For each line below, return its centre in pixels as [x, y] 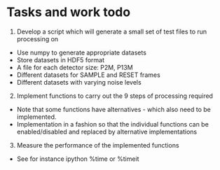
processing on [37, 38]
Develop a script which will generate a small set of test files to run [112, 31]
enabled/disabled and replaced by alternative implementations [107, 132]
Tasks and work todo [69, 12]
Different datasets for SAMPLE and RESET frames [88, 75]
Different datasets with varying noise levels [79, 82]
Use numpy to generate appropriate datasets [81, 52]
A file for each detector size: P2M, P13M [75, 67]
